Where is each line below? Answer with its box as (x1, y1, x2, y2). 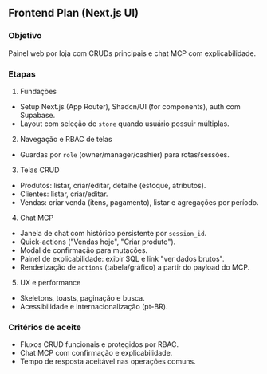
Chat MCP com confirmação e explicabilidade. (19, 348, 173, 358)
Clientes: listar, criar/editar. (19, 189, 108, 199)
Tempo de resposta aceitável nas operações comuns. (19, 356, 197, 366)
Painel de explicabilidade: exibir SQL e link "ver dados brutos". (19, 254, 225, 263)
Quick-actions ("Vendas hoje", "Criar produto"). (19, 237, 176, 246)
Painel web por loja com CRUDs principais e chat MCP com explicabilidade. (8, 48, 257, 58)
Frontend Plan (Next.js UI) (8, 6, 139, 20)
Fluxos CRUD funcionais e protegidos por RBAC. (19, 340, 179, 349)
